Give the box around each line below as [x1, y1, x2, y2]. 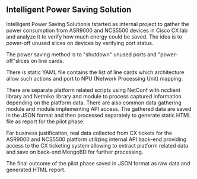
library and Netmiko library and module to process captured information [6, 92, 182, 100]
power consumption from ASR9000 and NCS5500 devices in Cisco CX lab [6, 27, 188, 34]
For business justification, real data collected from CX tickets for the [6, 129, 173, 136]
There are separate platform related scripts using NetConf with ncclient [6, 86, 181, 94]
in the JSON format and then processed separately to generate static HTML [6, 111, 192, 119]
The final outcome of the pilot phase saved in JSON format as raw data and [6, 159, 190, 167]
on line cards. [30, 57, 64, 64]
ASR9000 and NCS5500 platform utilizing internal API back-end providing [6, 136, 187, 143]
